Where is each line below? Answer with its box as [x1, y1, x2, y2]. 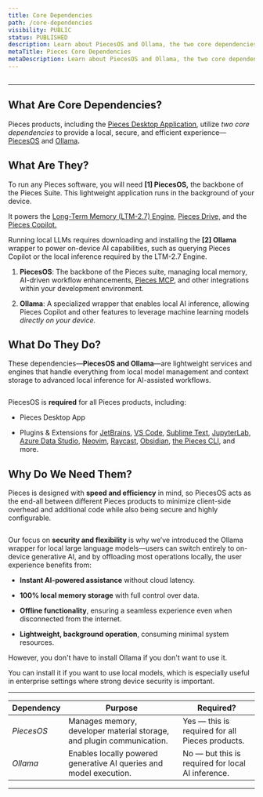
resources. [19, 638, 55, 647]
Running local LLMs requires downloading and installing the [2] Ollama [8, 235, 237, 244]
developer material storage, [68, 726, 170, 737]
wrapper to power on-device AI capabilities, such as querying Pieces [8, 243, 231, 253]
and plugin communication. [68, 735, 168, 746]
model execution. [68, 768, 131, 779]
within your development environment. [19, 283, 144, 293]
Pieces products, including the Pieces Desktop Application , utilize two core [8, 119, 250, 129]
